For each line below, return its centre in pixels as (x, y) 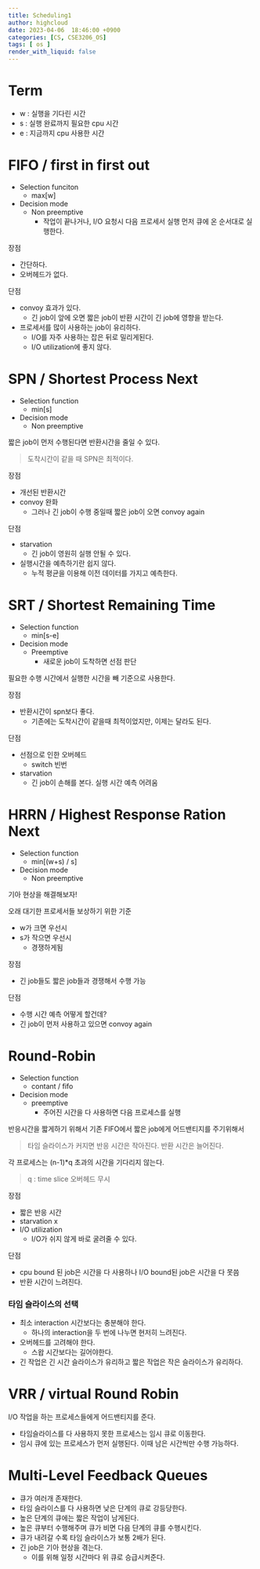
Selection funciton (49, 187)
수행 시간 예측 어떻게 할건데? (63, 1014)
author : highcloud (38, 23)
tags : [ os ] (29, 45)
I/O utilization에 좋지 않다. (71, 347)
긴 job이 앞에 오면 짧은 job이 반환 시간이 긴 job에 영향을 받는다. (127, 317)
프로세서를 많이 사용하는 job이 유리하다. (80, 327)
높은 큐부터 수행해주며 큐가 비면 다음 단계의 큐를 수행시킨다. (110, 1527)
